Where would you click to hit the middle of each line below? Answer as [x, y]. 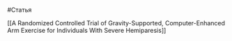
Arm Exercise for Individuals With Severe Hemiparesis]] [87, 30]
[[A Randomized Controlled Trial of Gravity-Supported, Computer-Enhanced [116, 23]
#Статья [20, 10]
